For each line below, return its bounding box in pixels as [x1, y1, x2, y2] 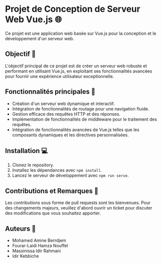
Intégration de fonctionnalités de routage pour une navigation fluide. [12, 105, 150, 111]
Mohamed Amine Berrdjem [12, 237, 66, 243]
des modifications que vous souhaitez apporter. [5, 210, 101, 216]
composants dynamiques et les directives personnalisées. [12, 131, 129, 138]
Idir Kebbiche [12, 253, 39, 259]
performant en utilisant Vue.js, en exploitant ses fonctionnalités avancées [5, 68, 153, 74]
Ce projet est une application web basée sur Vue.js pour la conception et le [5, 30, 157, 36]
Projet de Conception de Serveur [5, 3, 141, 15]
